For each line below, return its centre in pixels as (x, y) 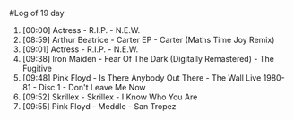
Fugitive (37, 68)
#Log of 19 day (37, 13)
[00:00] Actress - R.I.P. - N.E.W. (81, 30)
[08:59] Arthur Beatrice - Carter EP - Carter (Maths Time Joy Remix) (148, 40)
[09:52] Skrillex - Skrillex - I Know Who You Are (110, 97)
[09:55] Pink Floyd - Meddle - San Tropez (99, 106)
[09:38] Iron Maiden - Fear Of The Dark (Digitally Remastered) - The (148, 59)
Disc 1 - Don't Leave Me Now (92, 87)
